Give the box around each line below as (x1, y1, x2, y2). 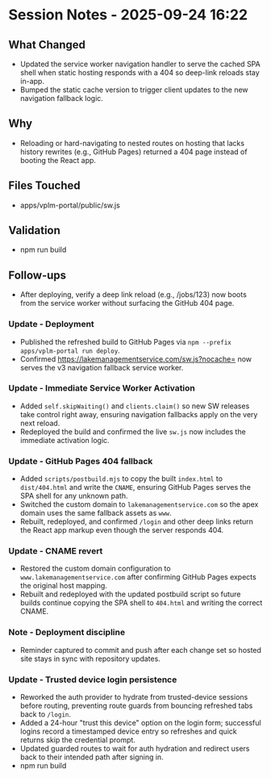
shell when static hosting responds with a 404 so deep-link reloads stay (19, 68, 260, 77)
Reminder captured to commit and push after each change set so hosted (19, 645, 262, 655)
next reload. (19, 418, 60, 428)
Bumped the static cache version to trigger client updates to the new (19, 85, 248, 94)
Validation (8, 224, 60, 237)
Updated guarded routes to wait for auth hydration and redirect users (19, 744, 250, 754)
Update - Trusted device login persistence (8, 674, 177, 685)
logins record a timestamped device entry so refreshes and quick (19, 726, 238, 736)
